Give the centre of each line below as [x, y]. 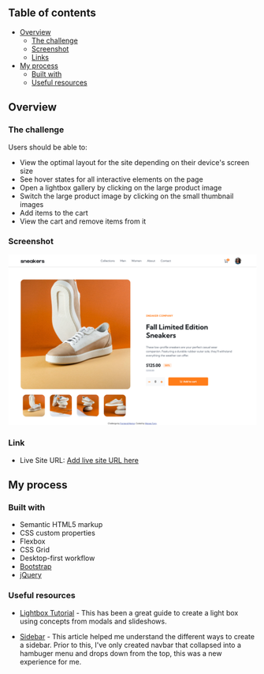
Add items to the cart [54, 213]
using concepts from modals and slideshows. [93, 621]
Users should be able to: [48, 147]
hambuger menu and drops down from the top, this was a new [121, 653]
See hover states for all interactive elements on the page [111, 179]
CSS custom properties [58, 533]
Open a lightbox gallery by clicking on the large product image [121, 187]
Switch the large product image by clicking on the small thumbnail [126, 196]
